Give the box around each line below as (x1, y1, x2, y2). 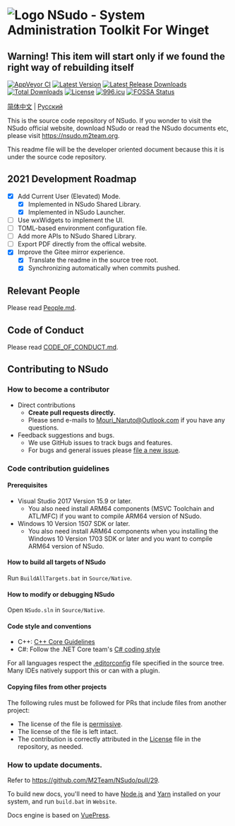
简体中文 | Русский (7, 103, 64, 110)
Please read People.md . (7, 304, 77, 312)
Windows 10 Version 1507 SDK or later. (17, 519, 131, 527)
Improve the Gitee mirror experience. (17, 248, 126, 256)
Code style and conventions (7, 621, 92, 630)
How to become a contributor (7, 384, 110, 394)
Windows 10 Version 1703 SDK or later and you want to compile (28, 534, 213, 543)
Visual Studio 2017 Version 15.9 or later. (17, 496, 133, 505)
